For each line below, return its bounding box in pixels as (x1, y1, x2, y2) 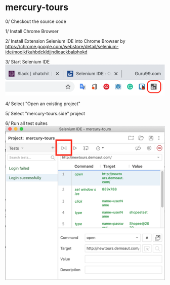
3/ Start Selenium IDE (5, 58, 50, 65)
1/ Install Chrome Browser (5, 28, 59, 34)
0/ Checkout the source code (5, 18, 67, 24)
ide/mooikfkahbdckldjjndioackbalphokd (5, 49, 88, 55)
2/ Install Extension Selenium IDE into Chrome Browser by (5, 38, 125, 44)
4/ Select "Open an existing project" (5, 101, 81, 107)
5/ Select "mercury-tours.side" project (5, 110, 85, 116)
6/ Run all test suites (5, 120, 48, 126)
